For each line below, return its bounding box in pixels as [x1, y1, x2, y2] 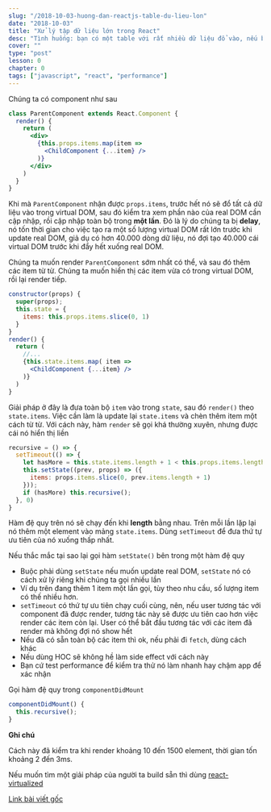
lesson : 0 [8, 57, 42, 65]
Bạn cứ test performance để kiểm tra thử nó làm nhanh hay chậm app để [19, 660, 262, 670]
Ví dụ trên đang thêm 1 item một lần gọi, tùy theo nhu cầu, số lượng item [19, 584, 260, 593]
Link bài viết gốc [8, 794, 64, 803]
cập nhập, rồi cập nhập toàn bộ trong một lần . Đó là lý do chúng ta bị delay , [8, 216, 261, 226]
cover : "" [8, 42, 42, 50]
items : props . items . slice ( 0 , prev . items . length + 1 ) [29, 473, 211, 481]
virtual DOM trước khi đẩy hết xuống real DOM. [8, 242, 164, 252]
